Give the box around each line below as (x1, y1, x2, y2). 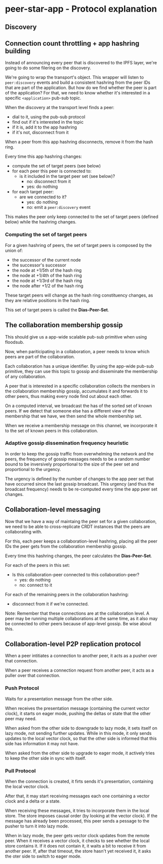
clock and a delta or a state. (5, 798, 61, 804)
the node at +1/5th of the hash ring (12, 267, 82, 273)
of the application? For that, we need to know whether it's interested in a (5, 90, 150, 96)
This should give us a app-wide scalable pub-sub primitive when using (5, 334, 147, 339)
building (5, 47, 31, 55)
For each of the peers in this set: (5, 562, 70, 568)
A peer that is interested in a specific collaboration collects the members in (5, 383, 155, 389)
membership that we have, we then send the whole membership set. (5, 413, 143, 419)
